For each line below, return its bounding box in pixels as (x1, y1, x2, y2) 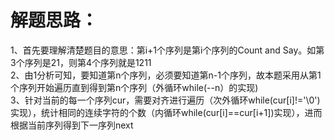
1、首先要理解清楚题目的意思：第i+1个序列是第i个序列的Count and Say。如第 (10, 44, 325, 56)
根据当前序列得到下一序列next (10, 119, 134, 131)
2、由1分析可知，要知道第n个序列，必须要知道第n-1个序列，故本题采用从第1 (10, 69, 322, 81)
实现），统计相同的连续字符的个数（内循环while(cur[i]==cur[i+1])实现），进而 (10, 106, 323, 118)
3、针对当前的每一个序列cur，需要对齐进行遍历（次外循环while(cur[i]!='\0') (10, 94, 321, 106)
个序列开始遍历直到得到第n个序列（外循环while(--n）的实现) (10, 81, 259, 93)
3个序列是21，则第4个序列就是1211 (10, 56, 152, 68)
